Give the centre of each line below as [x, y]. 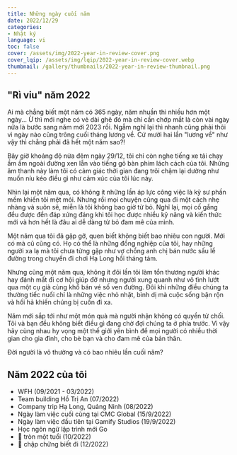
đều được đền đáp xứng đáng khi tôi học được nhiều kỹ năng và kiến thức [115, 215]
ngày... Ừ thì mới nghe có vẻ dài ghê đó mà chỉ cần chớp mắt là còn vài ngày [118, 120]
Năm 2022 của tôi [47, 375]
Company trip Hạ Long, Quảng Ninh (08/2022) [85, 407]
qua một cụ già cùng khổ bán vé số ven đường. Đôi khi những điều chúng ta [118, 287]
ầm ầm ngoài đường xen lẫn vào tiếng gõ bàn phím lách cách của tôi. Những [118, 163]
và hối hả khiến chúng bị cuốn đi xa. [60, 302]
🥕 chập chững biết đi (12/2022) [63, 444]
